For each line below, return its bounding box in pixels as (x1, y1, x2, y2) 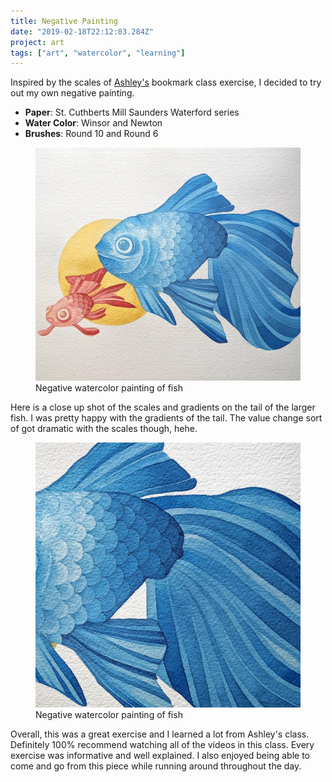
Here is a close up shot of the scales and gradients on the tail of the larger (10, 401, 316, 414)
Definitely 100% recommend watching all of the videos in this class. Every (10, 739, 315, 751)
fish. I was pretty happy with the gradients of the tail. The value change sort (10, 412, 323, 424)
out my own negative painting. (10, 87, 135, 99)
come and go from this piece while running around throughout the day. (10, 760, 302, 772)
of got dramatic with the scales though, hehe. (10, 423, 198, 435)
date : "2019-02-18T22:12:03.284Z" (10, 26, 155, 37)
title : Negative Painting (10, 16, 118, 26)
